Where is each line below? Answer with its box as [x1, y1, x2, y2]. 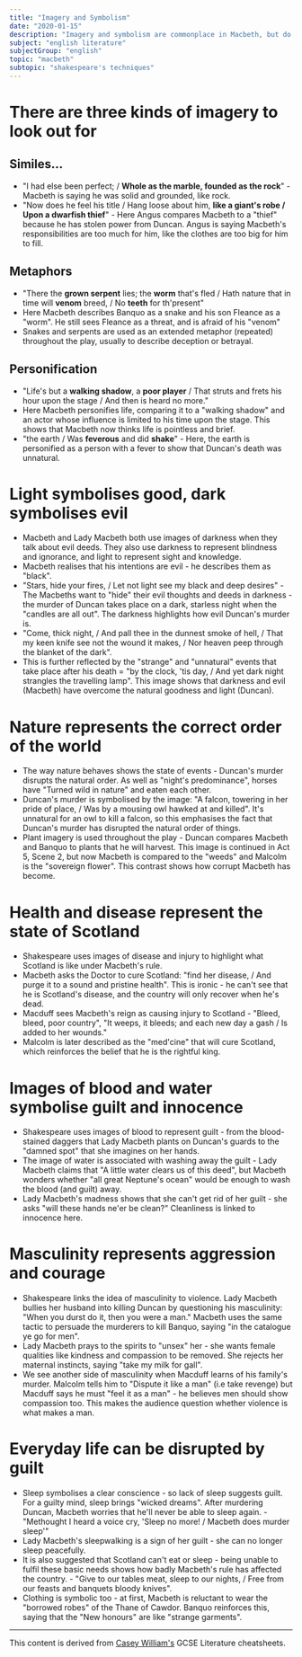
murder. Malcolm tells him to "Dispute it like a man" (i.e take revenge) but [22, 1378, 293, 1389]
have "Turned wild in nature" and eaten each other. [22, 784, 212, 795]
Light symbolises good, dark [9, 483, 226, 504]
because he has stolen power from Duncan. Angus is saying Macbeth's [22, 218, 287, 229]
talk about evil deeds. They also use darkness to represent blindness [22, 542, 278, 553]
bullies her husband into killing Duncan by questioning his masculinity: [22, 1302, 283, 1313]
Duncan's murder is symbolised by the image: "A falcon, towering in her [22, 794, 289, 805]
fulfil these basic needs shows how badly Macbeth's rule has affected [22, 1564, 282, 1575]
